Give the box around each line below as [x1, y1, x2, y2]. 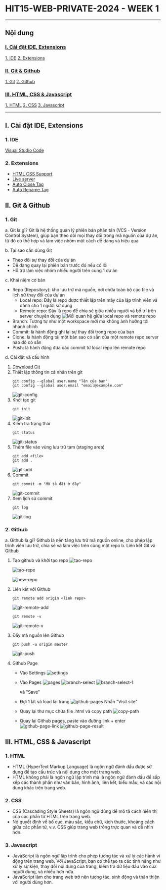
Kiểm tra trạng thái [12, 420, 50, 426]
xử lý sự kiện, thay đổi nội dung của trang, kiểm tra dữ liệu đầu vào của [12, 863, 157, 870]
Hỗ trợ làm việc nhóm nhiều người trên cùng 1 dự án [12, 267, 118, 273]
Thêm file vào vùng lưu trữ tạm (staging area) [12, 444, 105, 450]
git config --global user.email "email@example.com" [12, 383, 124, 388]
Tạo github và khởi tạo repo [12, 557, 68, 563]
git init [12, 406, 31, 411]
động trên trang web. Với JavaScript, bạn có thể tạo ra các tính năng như [12, 858, 161, 864]
